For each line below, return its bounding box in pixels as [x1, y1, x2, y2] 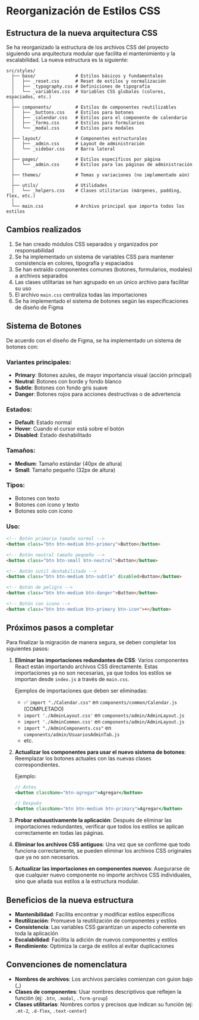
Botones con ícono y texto [14, 501, 79, 508]
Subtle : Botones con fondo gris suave [14, 384, 108, 391]
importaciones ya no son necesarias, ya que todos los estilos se [14, 669, 172, 676]
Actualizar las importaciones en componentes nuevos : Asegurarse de [14, 865, 190, 872]
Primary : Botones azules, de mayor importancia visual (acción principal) [14, 371, 192, 379]
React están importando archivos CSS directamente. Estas [14, 663, 159, 670]
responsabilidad [14, 247, 55, 254]
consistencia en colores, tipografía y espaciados [14, 259, 134, 266]
